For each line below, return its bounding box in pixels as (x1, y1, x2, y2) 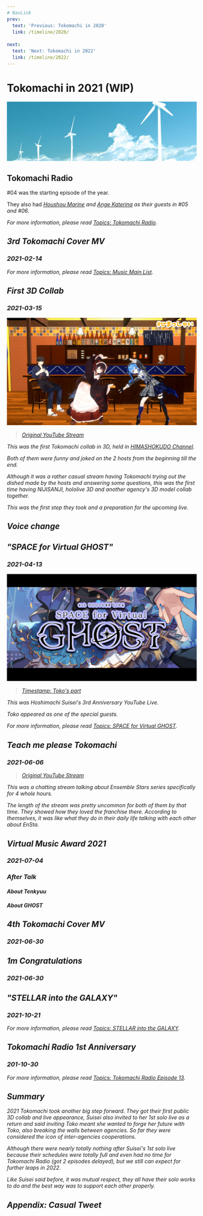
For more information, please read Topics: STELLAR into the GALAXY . (7, 1024, 180, 1032)
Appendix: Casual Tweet (7, 1200, 102, 1210)
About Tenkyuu (7, 888, 47, 895)
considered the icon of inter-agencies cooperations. (7, 1133, 137, 1140)
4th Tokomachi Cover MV (7, 919, 105, 929)
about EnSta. (7, 821, 40, 828)
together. (7, 492, 30, 499)
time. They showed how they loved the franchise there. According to (7, 808, 177, 816)
